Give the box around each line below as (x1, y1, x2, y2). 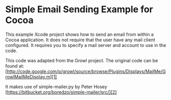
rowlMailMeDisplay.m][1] (5, 73, 57, 80)
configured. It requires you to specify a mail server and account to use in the (5, 42, 166, 48)
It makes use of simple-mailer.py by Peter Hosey (5, 83, 107, 90)
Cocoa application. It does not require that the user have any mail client (5, 37, 156, 43)
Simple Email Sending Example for (5, 4, 153, 15)
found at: (5, 63, 25, 69)
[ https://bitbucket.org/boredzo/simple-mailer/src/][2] (5, 89, 117, 95)
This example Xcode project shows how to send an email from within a (5, 31, 154, 37)
